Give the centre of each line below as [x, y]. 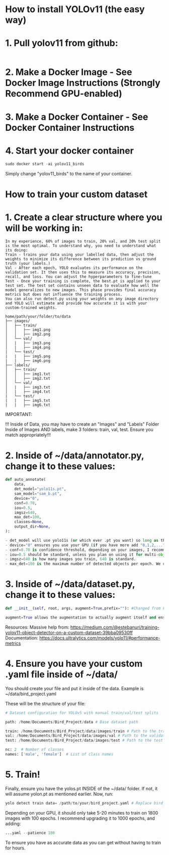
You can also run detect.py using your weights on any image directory [82, 299]
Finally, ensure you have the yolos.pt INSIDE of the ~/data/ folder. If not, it [81, 788]
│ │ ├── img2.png [28, 335]
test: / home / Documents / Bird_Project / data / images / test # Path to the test [84, 741]
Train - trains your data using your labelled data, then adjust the [80, 255]
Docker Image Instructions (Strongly [83, 83]
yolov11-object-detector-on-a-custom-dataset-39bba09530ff [69, 632]
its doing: [17, 250]
